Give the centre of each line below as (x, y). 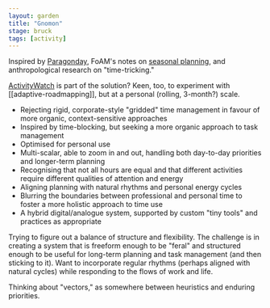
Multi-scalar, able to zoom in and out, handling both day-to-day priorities (141, 153)
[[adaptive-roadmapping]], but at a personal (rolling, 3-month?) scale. (124, 95)
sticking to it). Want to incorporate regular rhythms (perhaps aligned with (129, 263)
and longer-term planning (62, 162)
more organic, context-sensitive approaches (93, 119)
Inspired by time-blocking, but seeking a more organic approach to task (139, 127)
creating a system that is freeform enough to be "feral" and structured (125, 246)
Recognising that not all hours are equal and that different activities (131, 170)
